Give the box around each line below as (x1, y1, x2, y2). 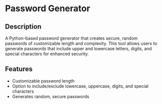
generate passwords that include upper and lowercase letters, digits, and (5, 46, 152, 51)
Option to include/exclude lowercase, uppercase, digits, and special (12, 83, 149, 89)
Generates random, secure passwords (12, 93, 89, 99)
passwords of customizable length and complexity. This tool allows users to (5, 41, 158, 46)
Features (5, 65, 33, 73)
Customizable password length (12, 78, 75, 83)
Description (5, 22, 41, 31)
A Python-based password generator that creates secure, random (5, 35, 138, 41)
